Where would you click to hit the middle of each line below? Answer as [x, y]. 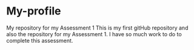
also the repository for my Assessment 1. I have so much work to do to [94, 34]
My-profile [34, 11]
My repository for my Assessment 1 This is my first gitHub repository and [97, 28]
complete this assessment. [40, 40]
